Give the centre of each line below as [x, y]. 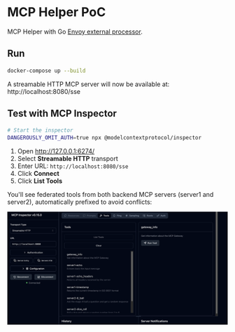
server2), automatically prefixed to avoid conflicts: [80, 202]
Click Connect [38, 174]
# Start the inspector [40, 130]
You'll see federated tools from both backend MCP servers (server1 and [111, 195]
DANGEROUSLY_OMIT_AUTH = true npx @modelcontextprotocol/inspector [104, 138]
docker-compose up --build [47, 71]
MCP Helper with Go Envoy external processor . [75, 32]
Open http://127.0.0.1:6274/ [56, 151]
